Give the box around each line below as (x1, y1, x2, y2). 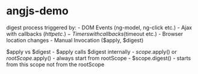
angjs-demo (6, 4, 69, 18)
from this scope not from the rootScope (6, 61, 105, 68)
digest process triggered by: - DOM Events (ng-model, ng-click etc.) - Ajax (6, 24, 193, 31)
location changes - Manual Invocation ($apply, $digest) (6, 36, 144, 44)
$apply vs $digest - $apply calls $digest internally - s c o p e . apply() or (6, 48, 177, 55)
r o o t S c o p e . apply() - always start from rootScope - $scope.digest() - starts (6, 54, 191, 61)
